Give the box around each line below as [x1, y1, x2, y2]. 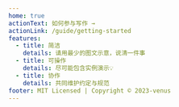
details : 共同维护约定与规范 [23, 79, 110, 87]
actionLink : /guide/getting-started [8, 27, 131, 35]
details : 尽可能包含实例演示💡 [23, 64, 114, 72]
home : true [8, 11, 45, 20]
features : [8, 34, 42, 43]
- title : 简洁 [15, 42, 60, 50]
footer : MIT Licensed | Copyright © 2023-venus [8, 86, 172, 95]
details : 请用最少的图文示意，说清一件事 [23, 49, 146, 57]
